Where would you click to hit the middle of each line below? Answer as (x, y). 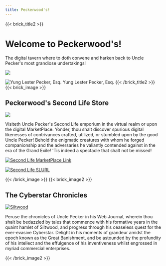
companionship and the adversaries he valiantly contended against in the (80, 145)
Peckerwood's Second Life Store (57, 103)
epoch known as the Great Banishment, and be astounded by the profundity (83, 238)
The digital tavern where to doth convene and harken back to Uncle (75, 58)
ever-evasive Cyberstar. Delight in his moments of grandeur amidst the (78, 233)
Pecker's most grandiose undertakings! (46, 63)
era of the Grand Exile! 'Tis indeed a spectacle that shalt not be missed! (79, 151)
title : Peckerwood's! (28, 10)
